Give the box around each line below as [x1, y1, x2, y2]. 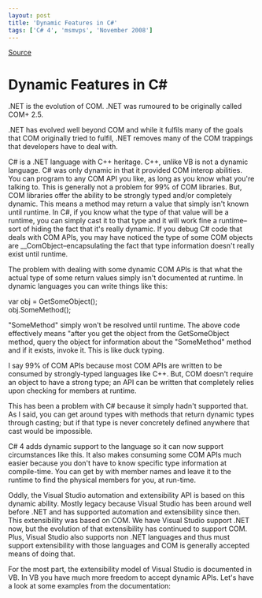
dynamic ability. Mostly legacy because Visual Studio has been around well [8, 499, 252, 509]
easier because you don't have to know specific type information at [8, 458, 227, 468]
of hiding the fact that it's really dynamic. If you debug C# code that [22, 224, 242, 234]
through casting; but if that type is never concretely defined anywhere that [8, 418, 250, 428]
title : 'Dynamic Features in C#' [8, 19, 118, 27]
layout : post [8, 11, 51, 20]
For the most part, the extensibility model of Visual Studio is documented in [8, 565, 252, 574]
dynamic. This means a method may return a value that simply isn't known [8, 199, 249, 209]
